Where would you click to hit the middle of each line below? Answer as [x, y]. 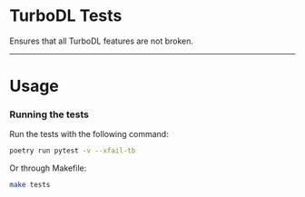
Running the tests [49, 114]
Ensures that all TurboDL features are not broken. [101, 41]
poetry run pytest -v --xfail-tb [73, 151]
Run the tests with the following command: [89, 134]
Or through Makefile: [48, 168]
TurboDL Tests [66, 16]
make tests [30, 185]
